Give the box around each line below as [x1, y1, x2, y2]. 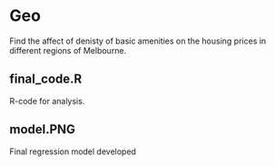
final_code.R [9, 72, 83, 87]
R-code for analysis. [9, 95, 85, 106]
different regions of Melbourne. [9, 44, 127, 55]
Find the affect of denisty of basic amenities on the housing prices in [9, 35, 267, 46]
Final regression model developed [9, 146, 136, 157]
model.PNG [9, 122, 75, 137]
